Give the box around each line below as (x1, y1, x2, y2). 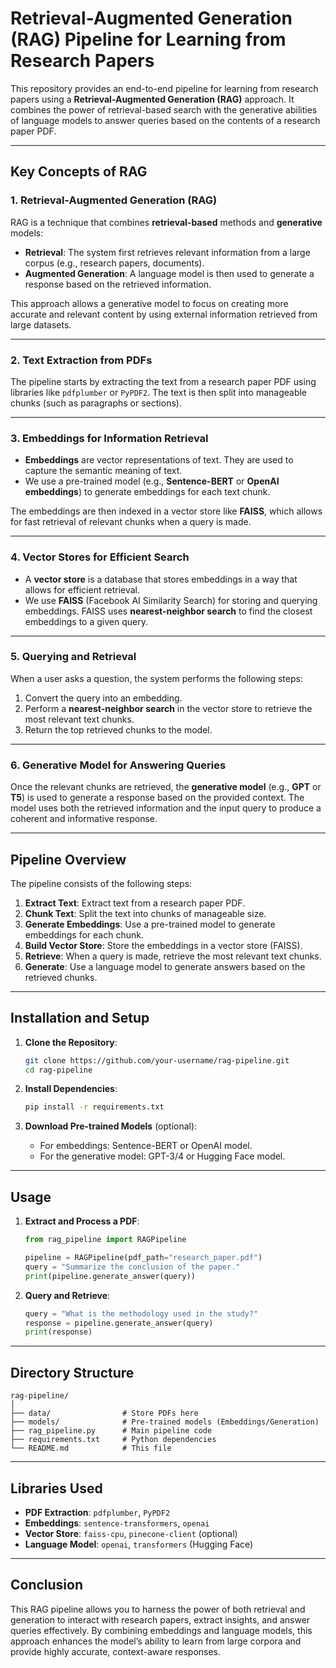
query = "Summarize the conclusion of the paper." (24, 1262, 241, 1272)
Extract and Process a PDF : (24, 1215, 140, 1227)
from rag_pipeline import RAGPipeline (24, 1235, 187, 1245)
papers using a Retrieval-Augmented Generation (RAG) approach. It (10, 93, 295, 105)
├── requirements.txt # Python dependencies (10, 1435, 217, 1445)
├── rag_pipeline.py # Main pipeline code (10, 1426, 213, 1436)
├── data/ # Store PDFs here (10, 1408, 199, 1419)
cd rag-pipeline (24, 1065, 93, 1075)
